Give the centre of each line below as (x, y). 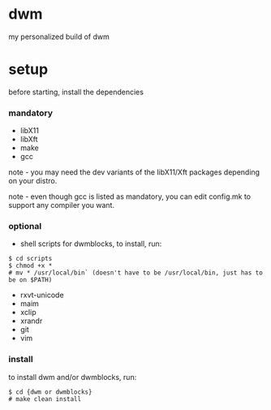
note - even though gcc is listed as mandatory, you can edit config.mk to (130, 196)
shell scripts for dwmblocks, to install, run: (91, 244)
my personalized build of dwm (59, 37)
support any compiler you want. (62, 205)
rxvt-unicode (42, 295)
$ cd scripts (30, 259)
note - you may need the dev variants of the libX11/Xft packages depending (134, 172)
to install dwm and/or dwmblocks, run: (73, 377)
